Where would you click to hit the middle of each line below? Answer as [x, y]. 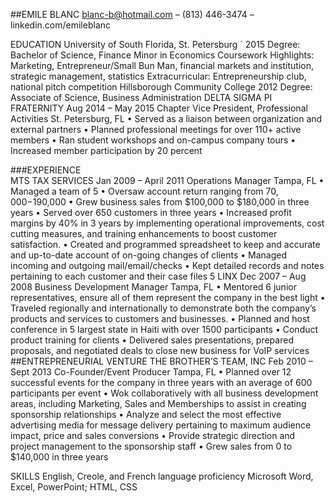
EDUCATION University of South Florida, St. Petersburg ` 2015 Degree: [155, 44]
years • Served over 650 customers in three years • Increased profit [151, 212]
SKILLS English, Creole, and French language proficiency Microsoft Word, [162, 476]
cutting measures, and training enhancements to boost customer [144, 233]
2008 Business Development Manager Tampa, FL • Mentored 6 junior [153, 287]
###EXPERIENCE [46, 170]
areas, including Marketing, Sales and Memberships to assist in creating [158, 403]
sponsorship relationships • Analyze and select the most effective [146, 414]
